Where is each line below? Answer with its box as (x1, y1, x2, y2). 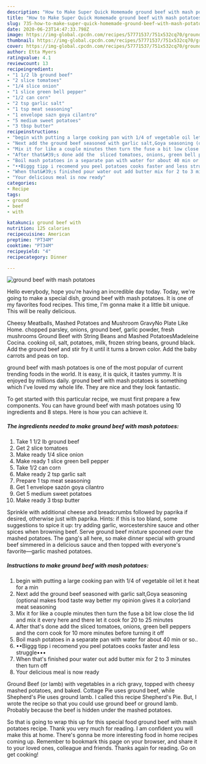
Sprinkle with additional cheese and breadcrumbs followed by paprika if (7, 509, 188, 516)
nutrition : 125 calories (7, 225, 70, 232)
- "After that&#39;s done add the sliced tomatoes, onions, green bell (7, 152, 196, 158)
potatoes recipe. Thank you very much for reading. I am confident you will (7, 725, 193, 732)
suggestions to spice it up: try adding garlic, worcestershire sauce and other (7, 522, 199, 529)
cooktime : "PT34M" (7, 242, 54, 249)
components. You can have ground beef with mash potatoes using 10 (7, 402, 182, 409)
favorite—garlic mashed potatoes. (7, 547, 93, 555)
